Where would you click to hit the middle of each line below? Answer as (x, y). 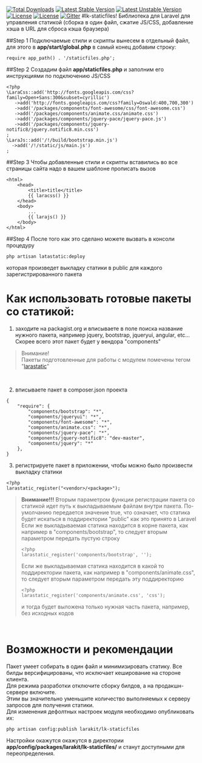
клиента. (18, 679)
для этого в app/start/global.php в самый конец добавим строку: (91, 47)
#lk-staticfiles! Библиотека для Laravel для (136, 16)
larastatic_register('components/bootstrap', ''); (86, 554)
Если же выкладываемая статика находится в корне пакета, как (105, 525)
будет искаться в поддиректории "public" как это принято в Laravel (109, 519)
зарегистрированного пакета (44, 274)
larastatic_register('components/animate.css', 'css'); (93, 595)
